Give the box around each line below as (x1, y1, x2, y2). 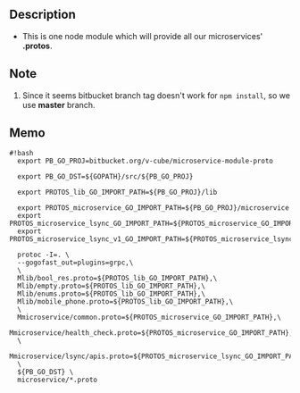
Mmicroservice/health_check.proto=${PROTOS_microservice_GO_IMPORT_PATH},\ (9, 329, 297, 338)
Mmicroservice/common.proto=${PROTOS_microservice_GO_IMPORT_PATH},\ (17, 313, 281, 322)
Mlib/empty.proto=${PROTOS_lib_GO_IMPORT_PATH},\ (17, 281, 205, 291)
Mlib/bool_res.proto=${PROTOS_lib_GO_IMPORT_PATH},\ (17, 274, 218, 283)
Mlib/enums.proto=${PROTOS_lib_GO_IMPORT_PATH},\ (17, 289, 205, 298)
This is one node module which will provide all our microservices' (21, 30, 263, 41)
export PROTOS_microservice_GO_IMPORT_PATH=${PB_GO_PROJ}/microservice (17, 204, 290, 213)
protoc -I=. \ (17, 250, 70, 260)
